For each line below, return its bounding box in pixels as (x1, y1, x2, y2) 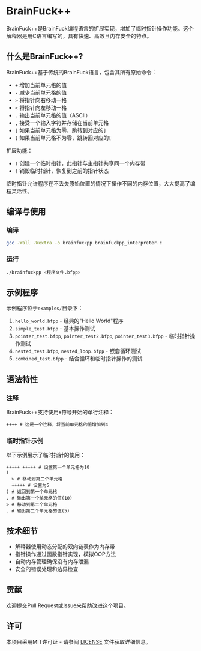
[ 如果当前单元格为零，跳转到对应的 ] (14, 126, 107, 133)
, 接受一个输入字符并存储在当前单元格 (14, 119, 109, 126)
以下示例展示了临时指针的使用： (6, 452, 85, 459)
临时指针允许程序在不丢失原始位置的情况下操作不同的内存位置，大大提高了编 (6, 180, 196, 187)
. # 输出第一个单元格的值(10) (6, 495, 73, 501)
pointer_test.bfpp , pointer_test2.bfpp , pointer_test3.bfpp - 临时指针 (14, 332, 190, 340)
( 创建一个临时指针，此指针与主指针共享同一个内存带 (14, 159, 146, 166)
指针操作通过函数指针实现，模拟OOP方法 (14, 551, 116, 558)
